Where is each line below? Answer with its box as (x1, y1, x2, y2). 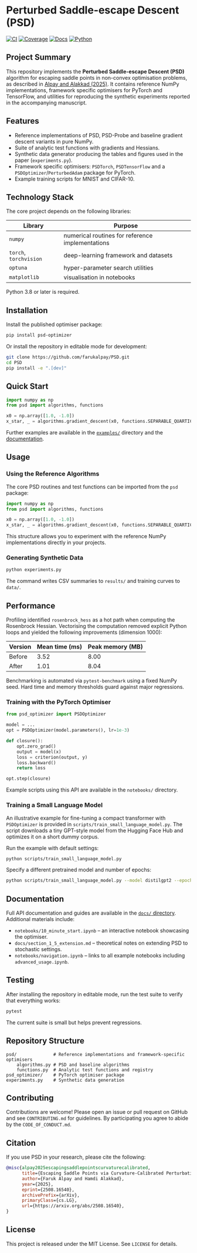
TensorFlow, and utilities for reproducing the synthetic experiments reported (6, 93, 191, 100)
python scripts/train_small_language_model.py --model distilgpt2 (6, 878, 172, 884)
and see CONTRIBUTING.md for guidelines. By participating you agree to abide (6, 1115, 189, 1122)
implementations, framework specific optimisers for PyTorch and (6, 86, 162, 94)
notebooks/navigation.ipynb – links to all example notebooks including (14, 952, 185, 959)
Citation (6, 1138, 36, 1148)
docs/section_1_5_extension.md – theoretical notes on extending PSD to (14, 939, 188, 947)
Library (23, 222, 44, 230)
